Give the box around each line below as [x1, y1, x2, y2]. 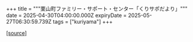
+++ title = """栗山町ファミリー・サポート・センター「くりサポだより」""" [6, 5, 188, 12]
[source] [6, 30, 27, 37]
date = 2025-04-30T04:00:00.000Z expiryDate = [6, 12, 127, 19]
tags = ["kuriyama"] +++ [53, 18, 113, 25]
